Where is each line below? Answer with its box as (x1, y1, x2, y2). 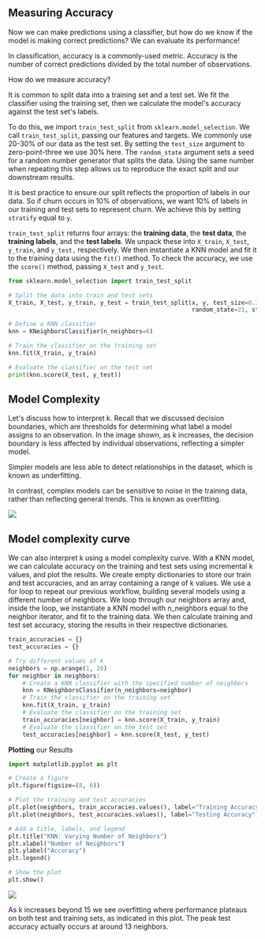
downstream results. (8, 172, 75, 182)
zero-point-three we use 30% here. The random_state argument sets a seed (8, 147, 255, 156)
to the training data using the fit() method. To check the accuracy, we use (8, 253, 253, 263)
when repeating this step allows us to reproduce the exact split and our (8, 163, 239, 173)
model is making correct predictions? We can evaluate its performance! (8, 36, 241, 45)
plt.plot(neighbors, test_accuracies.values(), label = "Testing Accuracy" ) (8, 810, 259, 818)
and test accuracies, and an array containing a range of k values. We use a (8, 578, 251, 588)
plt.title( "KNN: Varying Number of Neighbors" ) (8, 832, 168, 840)
